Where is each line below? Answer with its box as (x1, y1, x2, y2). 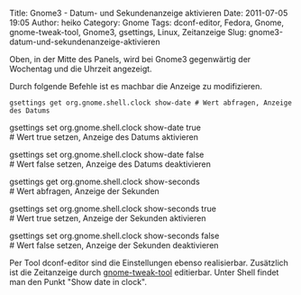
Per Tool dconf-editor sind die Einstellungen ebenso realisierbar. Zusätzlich (9, 257, 288, 268)
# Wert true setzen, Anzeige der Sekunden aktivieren (9, 213, 206, 224)
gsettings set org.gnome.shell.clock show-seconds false (9, 230, 220, 241)
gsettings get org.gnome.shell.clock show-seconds (9, 176, 200, 187)
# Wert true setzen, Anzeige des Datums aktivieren (9, 132, 198, 143)
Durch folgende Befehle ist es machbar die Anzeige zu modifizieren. (9, 81, 263, 91)
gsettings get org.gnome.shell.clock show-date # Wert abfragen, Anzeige (9, 98, 293, 107)
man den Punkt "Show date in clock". (9, 277, 147, 287)
